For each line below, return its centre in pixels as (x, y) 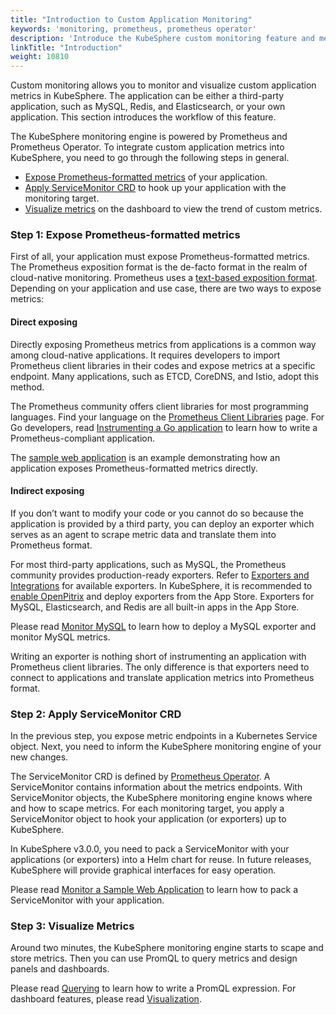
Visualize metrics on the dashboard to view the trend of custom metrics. (173, 209)
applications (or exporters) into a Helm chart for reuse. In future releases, (161, 860)
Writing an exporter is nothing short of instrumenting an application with (158, 656)
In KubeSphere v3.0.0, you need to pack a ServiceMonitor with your (150, 849)
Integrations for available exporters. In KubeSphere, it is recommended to (161, 585)
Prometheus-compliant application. (83, 438)
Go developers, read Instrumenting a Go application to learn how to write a (164, 427)
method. (27, 387)
